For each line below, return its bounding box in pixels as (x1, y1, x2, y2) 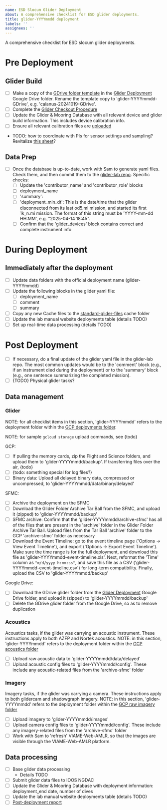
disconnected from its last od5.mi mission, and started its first (19, 205, 147, 211)
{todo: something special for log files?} (12, 469, 92, 475)
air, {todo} (12, 464, 33, 470)
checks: (12, 177, 29, 183)
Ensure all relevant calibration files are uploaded (12, 123, 112, 129)
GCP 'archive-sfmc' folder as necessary (12, 533, 95, 539)
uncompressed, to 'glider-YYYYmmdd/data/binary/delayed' (12, 480, 135, 486)
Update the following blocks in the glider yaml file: (12, 288, 116, 294)
